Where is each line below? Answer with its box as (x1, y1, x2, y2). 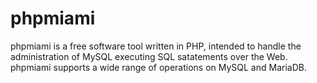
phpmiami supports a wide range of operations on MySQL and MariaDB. (10, 61, 307, 73)
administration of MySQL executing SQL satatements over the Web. (10, 50, 288, 62)
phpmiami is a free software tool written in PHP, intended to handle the (10, 40, 302, 52)
